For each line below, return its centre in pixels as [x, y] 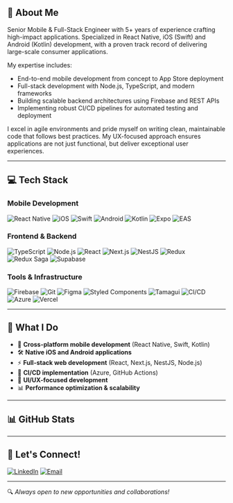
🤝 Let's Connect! [44, 455]
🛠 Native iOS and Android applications [74, 352]
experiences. [26, 151]
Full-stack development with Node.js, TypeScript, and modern [106, 86]
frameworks [34, 93]
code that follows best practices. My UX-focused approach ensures [104, 136]
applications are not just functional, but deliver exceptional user [98, 144]
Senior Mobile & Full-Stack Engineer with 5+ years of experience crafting [111, 29]
